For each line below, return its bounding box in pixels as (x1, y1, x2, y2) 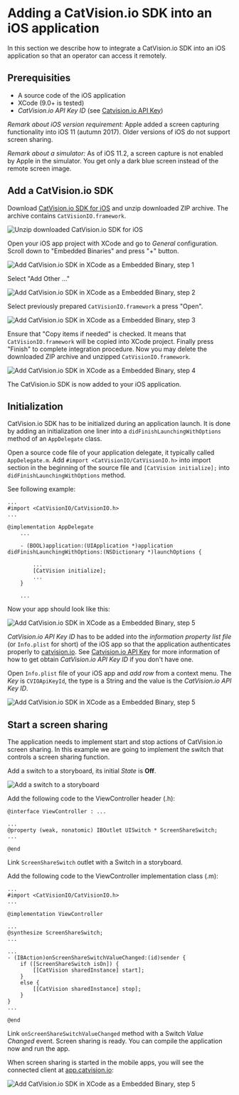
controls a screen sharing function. (7, 753, 110, 761)
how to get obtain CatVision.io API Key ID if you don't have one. (7, 655, 194, 664)
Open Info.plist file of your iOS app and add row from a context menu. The (7, 669, 232, 678)
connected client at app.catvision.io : (7, 1066, 114, 1074)
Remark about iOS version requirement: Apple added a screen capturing (7, 120, 220, 128)
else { (20, 979, 40, 987)
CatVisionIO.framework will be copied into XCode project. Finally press (7, 337, 214, 345)
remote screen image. (7, 164, 72, 173)
